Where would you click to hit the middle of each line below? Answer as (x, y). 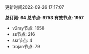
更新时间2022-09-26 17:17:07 (35, 7)
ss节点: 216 (23, 34)
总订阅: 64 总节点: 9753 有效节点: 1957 (44, 18)
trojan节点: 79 (26, 46)
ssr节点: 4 (22, 40)
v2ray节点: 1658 (28, 28)
